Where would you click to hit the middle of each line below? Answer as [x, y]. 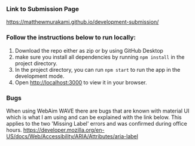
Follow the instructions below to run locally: [71, 38]
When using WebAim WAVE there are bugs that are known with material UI [98, 111]
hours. [14, 130]
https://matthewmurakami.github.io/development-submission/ [83, 22]
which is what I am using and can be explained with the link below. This [94, 117]
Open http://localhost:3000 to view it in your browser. [81, 82]
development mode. [39, 76]
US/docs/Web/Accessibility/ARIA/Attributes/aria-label [72, 136]
